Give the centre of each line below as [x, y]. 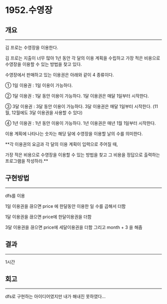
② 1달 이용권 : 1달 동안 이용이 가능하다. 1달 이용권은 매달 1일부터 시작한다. [77, 96]
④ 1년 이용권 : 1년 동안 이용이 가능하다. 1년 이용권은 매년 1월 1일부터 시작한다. [81, 123]
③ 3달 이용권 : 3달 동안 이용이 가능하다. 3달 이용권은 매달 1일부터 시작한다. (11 [82, 106]
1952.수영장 [29, 10]
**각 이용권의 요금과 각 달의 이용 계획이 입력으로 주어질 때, [62, 144]
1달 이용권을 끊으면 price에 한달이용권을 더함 [48, 217]
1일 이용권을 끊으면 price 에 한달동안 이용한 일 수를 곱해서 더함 [65, 206]
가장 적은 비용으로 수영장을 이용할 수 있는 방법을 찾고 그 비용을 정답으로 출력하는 [83, 155]
